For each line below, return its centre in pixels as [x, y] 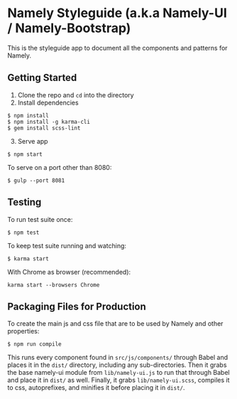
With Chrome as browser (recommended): [69, 272]
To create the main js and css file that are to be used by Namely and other [115, 324]
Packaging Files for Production [77, 306]
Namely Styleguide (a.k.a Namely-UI [117, 13]
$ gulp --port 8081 [36, 180]
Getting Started [42, 78]
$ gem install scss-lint [44, 128]
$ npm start [25, 154]
